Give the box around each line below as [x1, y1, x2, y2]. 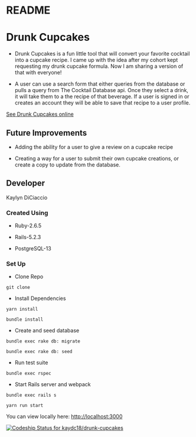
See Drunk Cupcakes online [6, 110, 74, 118]
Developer [6, 178, 45, 188]
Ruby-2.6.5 [14, 222, 42, 229]
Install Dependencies [14, 295, 66, 302]
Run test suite [14, 359, 48, 366]
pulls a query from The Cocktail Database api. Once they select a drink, [14, 87, 189, 94]
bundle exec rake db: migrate [6, 338, 81, 344]
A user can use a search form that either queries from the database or [14, 80, 185, 87]
